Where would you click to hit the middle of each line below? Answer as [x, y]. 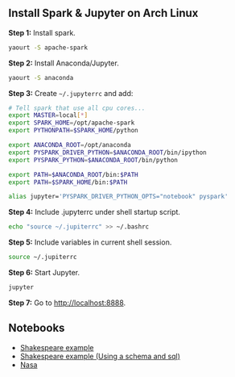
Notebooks [37, 328]
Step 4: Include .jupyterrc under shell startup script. [95, 212]
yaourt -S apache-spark [48, 48]
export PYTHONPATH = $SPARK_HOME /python [73, 131]
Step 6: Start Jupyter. [44, 273]
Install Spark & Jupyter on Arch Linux [103, 13]
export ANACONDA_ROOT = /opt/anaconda [70, 145]
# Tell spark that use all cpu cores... [77, 108]
